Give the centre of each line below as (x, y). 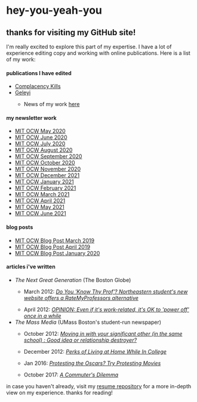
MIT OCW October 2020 (45, 163)
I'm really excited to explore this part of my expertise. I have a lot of (89, 47)
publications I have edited (39, 73)
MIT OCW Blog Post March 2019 (54, 240)
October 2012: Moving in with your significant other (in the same (103, 333)
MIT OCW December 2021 (47, 175)
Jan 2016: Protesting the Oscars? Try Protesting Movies (92, 363)
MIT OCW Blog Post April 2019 (53, 247)
